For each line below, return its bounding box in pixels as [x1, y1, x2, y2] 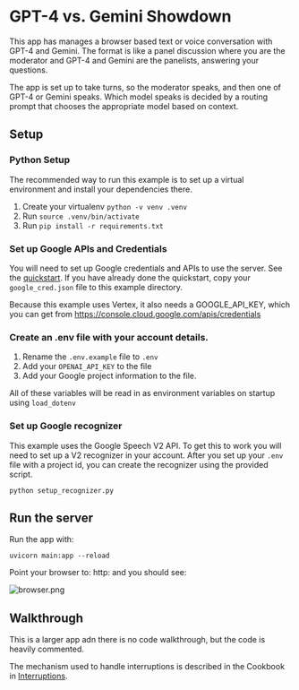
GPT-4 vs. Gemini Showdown [9, 6, 232, 27]
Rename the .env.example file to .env [21, 351, 158, 362]
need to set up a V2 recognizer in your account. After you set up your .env [9, 450, 284, 461]
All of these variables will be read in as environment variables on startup [9, 388, 276, 399]
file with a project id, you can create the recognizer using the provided [9, 459, 269, 470]
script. [9, 469, 33, 479]
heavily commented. [9, 643, 85, 655]
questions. [9, 65, 48, 75]
